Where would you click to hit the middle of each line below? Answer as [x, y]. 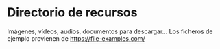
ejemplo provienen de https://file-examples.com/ [76, 38]
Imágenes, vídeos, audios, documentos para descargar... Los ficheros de [110, 31]
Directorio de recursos [72, 13]
